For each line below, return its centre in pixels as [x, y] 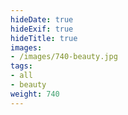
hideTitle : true [44, 38]
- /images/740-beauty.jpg [64, 57]
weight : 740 [35, 94]
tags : [21, 66]
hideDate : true [42, 19]
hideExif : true [42, 29]
